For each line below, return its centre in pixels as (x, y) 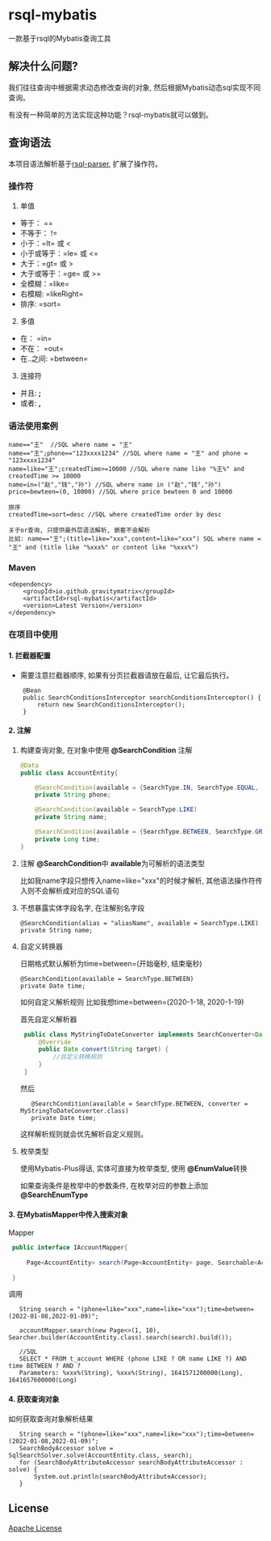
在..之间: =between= (54, 359)
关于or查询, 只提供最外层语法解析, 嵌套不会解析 (79, 531)
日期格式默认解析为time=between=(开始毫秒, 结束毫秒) (111, 963)
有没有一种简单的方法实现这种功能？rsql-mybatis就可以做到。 (110, 114)
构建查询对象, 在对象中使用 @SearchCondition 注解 (106, 749)
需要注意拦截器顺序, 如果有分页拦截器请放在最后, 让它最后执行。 (127, 675)
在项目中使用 (33, 635)
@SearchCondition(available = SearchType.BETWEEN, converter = (140, 1104)
